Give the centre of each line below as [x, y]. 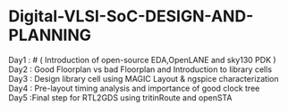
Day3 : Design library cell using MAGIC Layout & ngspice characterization [144, 78]
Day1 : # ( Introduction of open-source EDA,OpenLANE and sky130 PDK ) [142, 60]
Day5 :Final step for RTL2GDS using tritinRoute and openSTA [120, 97]
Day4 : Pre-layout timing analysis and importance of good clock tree [134, 88]
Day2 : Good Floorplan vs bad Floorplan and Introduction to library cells [140, 69]
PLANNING [50, 35]
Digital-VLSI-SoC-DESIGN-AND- [131, 16]
